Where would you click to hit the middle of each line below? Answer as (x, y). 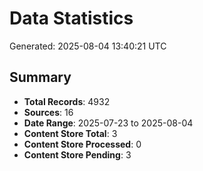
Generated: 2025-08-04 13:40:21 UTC (88, 46)
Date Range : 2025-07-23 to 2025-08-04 (108, 123)
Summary (40, 77)
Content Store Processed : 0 (82, 144)
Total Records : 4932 (67, 101)
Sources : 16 (48, 112)
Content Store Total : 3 (70, 133)
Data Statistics (71, 18)
